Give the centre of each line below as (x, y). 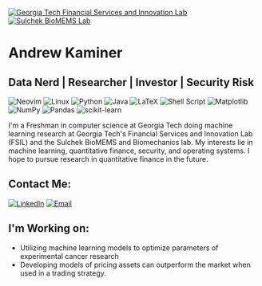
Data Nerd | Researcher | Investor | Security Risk (131, 82)
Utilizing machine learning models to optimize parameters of (119, 248)
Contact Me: (40, 184)
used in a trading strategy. (63, 273)
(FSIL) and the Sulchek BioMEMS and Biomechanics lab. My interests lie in (131, 142)
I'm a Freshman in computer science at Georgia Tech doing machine (121, 125)
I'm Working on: (49, 228)
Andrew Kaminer (65, 53)
